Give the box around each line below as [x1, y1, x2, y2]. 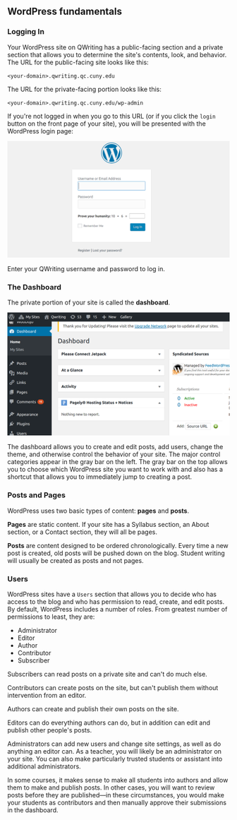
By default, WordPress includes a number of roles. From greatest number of [7, 605, 228, 613]
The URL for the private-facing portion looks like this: [7, 85, 162, 93]
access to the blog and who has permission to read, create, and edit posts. [7, 597, 224, 606]
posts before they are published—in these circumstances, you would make [7, 790, 224, 799]
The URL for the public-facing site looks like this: [7, 58, 150, 66]
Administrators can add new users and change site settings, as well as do [7, 739, 221, 748]
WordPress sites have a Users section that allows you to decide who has [7, 590, 217, 598]
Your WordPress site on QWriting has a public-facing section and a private [7, 42, 224, 52]
